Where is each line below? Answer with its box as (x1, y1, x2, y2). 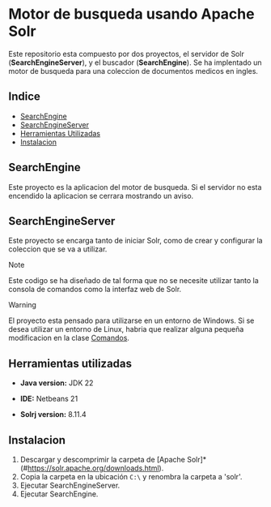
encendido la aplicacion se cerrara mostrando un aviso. (8, 191, 194, 200)
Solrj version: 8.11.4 (19, 410, 87, 419)
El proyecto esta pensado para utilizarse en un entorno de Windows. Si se (8, 316, 255, 325)
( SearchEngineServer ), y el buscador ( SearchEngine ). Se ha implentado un (8, 58, 262, 67)
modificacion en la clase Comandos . (8, 333, 129, 343)
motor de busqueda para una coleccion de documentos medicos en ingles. (8, 66, 259, 75)
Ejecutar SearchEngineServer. (19, 480, 121, 490)
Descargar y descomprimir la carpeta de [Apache (19, 455, 186, 464)
